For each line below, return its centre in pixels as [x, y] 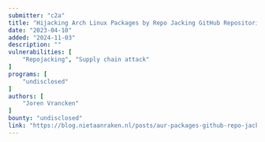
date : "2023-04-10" [40, 30]
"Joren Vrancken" [51, 103]
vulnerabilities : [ [40, 52]
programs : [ [28, 74]
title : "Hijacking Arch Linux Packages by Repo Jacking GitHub [114, 23]
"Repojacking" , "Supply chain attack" [86, 60]
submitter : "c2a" [37, 15]
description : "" [35, 45]
